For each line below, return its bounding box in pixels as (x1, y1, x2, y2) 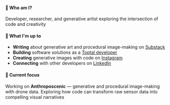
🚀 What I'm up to (5, 32, 41, 39)
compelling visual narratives (5, 94, 65, 100)
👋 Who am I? (5, 5, 32, 11)
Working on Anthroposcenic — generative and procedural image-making (5, 83, 160, 89)
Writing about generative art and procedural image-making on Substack (12, 44, 165, 50)
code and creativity (5, 21, 46, 27)
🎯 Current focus (5, 72, 40, 78)
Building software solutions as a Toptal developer (12, 49, 117, 56)
